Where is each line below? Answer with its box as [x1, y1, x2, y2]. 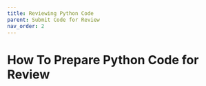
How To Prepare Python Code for [7, 52, 199, 68]
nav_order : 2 [7, 23, 45, 29]
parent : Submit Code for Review [7, 16, 100, 23]
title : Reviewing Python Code [7, 10, 94, 17]
